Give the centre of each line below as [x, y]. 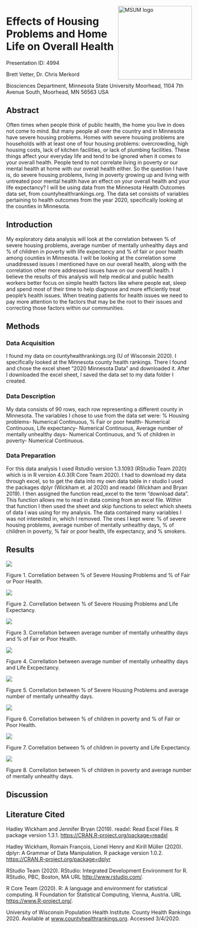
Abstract [23, 111]
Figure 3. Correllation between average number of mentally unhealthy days [97, 632]
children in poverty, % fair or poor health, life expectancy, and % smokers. [96, 531]
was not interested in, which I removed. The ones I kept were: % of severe [96, 518]
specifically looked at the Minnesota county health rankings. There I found [96, 362]
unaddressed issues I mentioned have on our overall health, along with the [96, 264]
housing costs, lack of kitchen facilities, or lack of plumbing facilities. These [98, 150]
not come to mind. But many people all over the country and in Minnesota [95, 131]
